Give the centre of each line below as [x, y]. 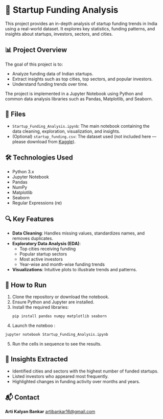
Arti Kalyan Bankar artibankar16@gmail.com [50, 412]
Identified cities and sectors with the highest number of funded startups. [85, 371]
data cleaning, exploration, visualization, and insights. [66, 131]
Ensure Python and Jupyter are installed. [53, 302]
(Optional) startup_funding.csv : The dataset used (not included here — [84, 136]
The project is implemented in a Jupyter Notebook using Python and [74, 93]
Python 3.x [23, 172]
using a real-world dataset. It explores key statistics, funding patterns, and [80, 28]
